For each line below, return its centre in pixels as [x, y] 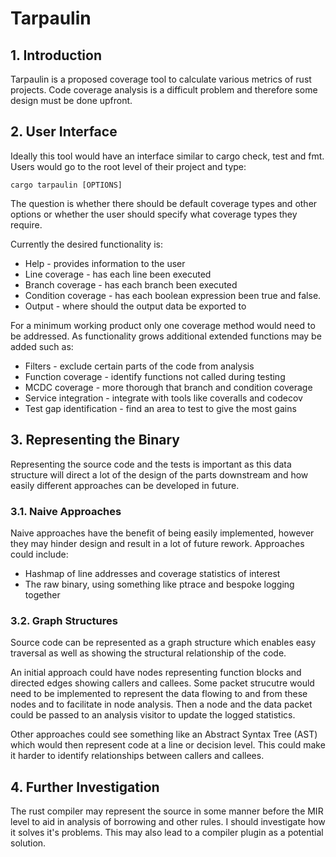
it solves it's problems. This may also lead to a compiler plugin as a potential [167, 833]
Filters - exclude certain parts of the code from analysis [139, 366]
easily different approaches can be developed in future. [125, 485]
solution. [28, 843]
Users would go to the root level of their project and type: [128, 166]
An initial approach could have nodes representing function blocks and [156, 673]
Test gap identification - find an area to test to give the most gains [160, 408]
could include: [39, 554]
